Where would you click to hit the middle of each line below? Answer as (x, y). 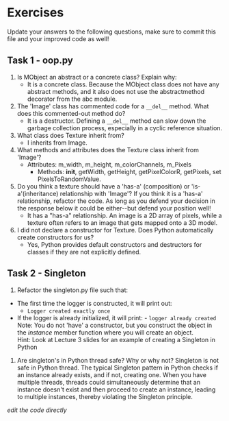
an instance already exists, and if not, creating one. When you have (112, 374)
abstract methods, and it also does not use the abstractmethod (116, 91)
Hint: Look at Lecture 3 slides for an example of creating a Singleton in (116, 339)
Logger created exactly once (69, 311)
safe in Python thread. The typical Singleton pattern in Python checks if (118, 368)
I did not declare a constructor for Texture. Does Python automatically (115, 230)
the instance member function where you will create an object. (105, 332)
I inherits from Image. (57, 143)
